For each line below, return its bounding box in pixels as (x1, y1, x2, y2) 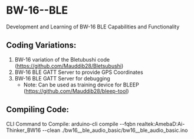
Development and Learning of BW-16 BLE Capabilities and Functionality (6, 23, 180, 30)
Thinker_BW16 (6, 127, 41, 134)
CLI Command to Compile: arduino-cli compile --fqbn (6, 120, 136, 127)
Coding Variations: (6, 40, 77, 50)
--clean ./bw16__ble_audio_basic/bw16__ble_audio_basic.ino (42, 127, 188, 134)
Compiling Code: (6, 105, 70, 115)
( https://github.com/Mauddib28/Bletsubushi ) (14, 62, 124, 69)
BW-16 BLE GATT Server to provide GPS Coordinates (14, 69, 143, 76)
